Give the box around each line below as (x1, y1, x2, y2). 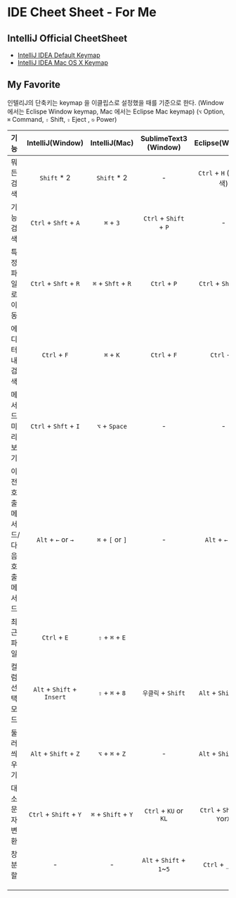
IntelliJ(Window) (27, 138, 84, 148)
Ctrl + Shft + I (30, 420, 80, 430)
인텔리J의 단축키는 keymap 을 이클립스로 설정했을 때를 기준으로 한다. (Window (7, 98, 224, 106)
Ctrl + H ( (198, 168, 230, 177)
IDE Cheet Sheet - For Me (7, 4, 157, 20)
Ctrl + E (41, 632, 69, 642)
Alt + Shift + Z (30, 748, 80, 758)
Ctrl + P (150, 278, 178, 288)
